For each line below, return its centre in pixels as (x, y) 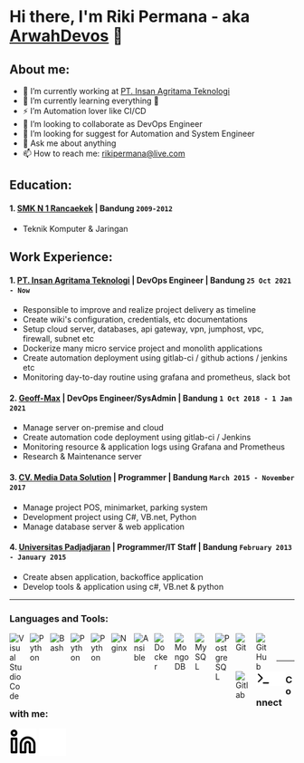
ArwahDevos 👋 (66, 36)
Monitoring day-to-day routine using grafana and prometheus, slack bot (157, 377)
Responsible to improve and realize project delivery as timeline (139, 310)
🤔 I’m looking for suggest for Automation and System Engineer (138, 134)
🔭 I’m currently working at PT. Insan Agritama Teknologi (126, 91)
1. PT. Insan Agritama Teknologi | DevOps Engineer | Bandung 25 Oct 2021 (151, 280)
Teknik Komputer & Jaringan (75, 228)
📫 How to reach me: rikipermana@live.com (104, 153)
